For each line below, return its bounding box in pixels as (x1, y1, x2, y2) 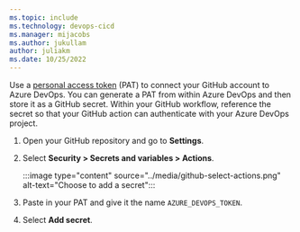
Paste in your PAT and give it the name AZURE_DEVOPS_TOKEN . (22, 197, 243, 208)
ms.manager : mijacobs (9, 30, 91, 39)
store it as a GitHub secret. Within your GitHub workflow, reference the (9, 99, 272, 109)
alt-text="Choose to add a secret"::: (22, 180, 156, 190)
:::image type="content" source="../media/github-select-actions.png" (22, 170, 281, 181)
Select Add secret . (22, 215, 93, 225)
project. (9, 118, 39, 129)
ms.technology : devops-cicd (9, 22, 115, 31)
